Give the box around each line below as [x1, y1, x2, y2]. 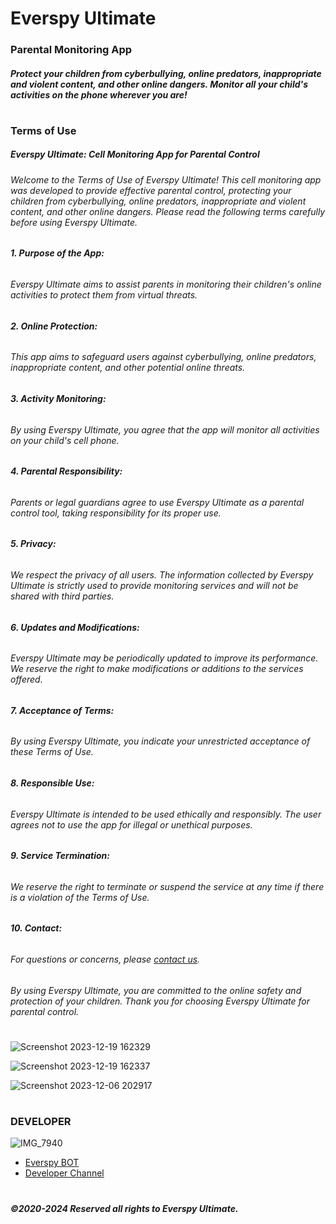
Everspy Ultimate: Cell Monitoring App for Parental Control [10, 148, 260, 161]
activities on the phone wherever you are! [10, 88, 188, 101]
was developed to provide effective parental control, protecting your [10, 184, 292, 196]
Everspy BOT [24, 1157, 80, 1169]
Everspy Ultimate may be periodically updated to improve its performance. [10, 652, 319, 664]
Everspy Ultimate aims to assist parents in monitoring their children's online [10, 278, 322, 291]
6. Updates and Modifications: [10, 621, 140, 633]
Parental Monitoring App [10, 43, 133, 57]
